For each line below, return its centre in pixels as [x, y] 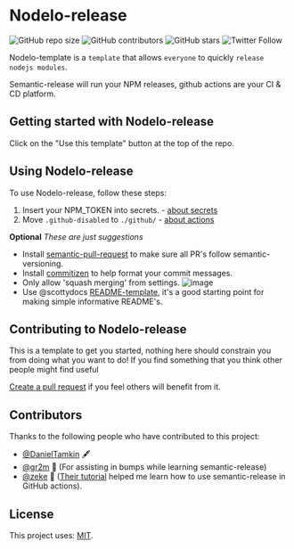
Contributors [46, 415]
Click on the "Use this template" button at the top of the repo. [122, 143]
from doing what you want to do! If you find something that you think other [146, 360]
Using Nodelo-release [71, 172]
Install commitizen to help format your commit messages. [127, 273]
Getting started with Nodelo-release [112, 122]
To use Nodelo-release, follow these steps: [88, 193]
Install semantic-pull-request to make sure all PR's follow [127, 254]
